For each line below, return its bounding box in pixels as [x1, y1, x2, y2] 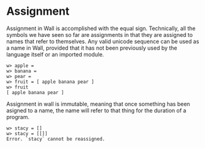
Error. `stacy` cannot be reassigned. [6, 136, 105, 142]
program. [6, 113, 30, 120]
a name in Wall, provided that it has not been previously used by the [6, 44, 177, 52]
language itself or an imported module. [6, 50, 104, 58]
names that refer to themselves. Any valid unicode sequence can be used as [6, 37, 199, 45]
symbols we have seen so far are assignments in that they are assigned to [6, 31, 193, 38]
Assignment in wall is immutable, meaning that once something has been [6, 100, 190, 107]
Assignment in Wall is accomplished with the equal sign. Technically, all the [6, 25, 196, 32]
